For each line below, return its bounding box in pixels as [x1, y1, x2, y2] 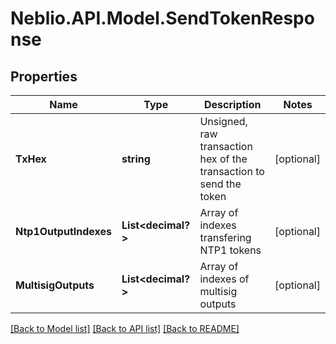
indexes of [199, 272, 250, 286]
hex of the [199, 152, 248, 166]
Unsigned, [199, 115, 248, 128]
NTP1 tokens [199, 243, 262, 257]
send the [199, 177, 242, 191]
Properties [10, 68, 78, 85]
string [121, 152, 151, 166]
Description [204, 98, 262, 111]
